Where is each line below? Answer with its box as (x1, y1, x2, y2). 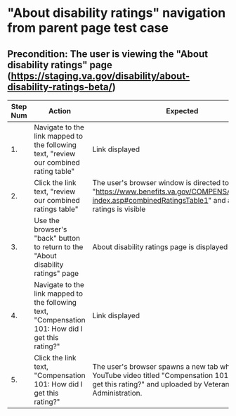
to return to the (34, 242, 84, 251)
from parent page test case (7, 20, 169, 36)
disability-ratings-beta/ (7, 81, 112, 93)
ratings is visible (92, 204, 146, 214)
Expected (166, 106, 199, 115)
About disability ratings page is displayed (92, 242, 228, 251)
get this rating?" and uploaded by (92, 379, 202, 389)
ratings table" (34, 204, 79, 214)
